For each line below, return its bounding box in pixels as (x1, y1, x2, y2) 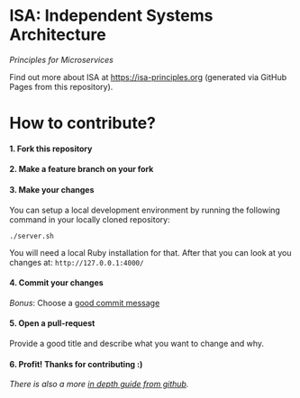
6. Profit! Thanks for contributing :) (9, 358, 143, 369)
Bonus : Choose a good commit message (9, 297, 160, 308)
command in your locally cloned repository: (9, 213, 170, 225)
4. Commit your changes (9, 277, 104, 288)
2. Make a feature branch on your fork (9, 164, 154, 175)
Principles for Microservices (9, 54, 114, 65)
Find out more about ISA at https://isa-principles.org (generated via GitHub (9, 71, 287, 82)
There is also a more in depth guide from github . (9, 379, 189, 390)
